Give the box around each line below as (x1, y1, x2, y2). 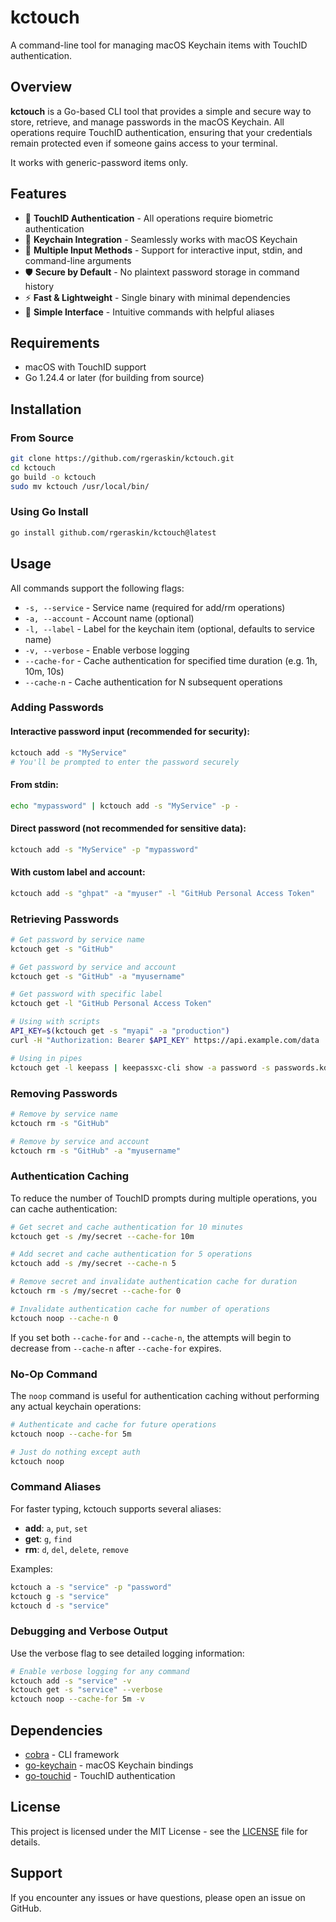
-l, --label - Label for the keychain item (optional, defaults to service (24, 622, 316, 635)
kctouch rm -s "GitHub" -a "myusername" (10, 1146, 182, 1156)
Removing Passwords (10, 1086, 118, 1100)
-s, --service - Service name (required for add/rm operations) (24, 601, 286, 613)
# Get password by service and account (10, 962, 177, 972)
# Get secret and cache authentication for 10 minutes (10, 1222, 244, 1232)
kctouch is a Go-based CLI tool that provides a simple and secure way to (10, 105, 312, 117)
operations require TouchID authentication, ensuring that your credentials (10, 126, 313, 138)
